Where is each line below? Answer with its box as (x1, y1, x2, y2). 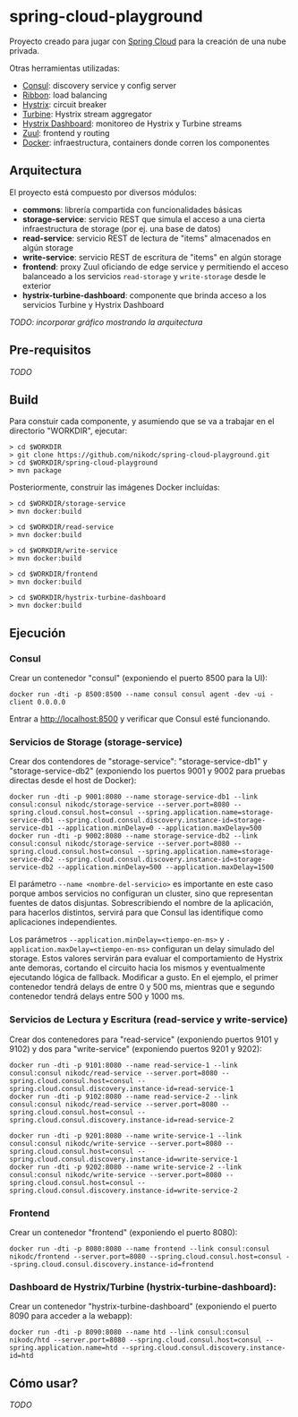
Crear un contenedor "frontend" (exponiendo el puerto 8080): (9, 1226, 238, 1237)
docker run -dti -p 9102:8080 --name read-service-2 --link (9, 1092, 239, 1101)
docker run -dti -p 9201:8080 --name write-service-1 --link (9, 1131, 243, 1140)
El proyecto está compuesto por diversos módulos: (9, 186, 197, 198)
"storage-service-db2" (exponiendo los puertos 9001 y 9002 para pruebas (9, 765, 285, 776)
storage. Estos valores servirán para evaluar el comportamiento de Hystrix (9, 953, 284, 964)
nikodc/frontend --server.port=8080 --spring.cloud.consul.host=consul (9, 1251, 282, 1261)
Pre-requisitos (9, 343, 92, 358)
